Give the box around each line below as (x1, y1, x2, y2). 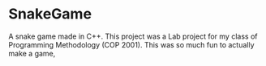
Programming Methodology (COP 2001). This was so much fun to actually (8, 39, 255, 49)
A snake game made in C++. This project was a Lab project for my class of (8, 31, 258, 41)
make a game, (8, 48, 56, 58)
